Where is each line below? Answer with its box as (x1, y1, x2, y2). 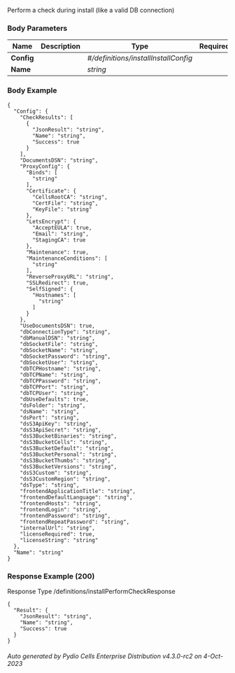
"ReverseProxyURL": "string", (25, 273, 114, 280)
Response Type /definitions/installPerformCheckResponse (7, 587, 176, 595)
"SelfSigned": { (25, 285, 73, 293)
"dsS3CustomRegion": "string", (20, 476, 111, 483)
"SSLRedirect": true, (25, 279, 90, 286)
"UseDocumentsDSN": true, (20, 322, 96, 329)
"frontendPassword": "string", (20, 512, 111, 519)
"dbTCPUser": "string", (20, 389, 90, 396)
